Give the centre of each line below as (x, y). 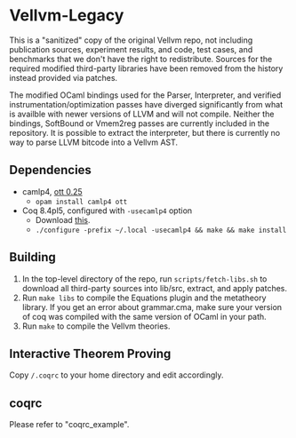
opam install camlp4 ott (81, 202)
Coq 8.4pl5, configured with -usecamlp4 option (107, 211)
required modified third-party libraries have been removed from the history (146, 68)
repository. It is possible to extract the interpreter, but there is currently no (145, 132)
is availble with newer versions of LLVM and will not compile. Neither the (142, 114)
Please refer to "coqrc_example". (69, 425)
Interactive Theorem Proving (90, 353)
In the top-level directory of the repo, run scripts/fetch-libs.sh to (144, 279)
